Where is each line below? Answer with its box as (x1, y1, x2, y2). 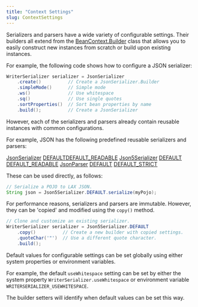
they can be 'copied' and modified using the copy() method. (6, 206, 155, 214)
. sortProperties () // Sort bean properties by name (17, 101, 152, 107)
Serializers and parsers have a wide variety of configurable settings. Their (6, 31, 189, 38)
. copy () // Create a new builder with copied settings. (17, 229, 184, 235)
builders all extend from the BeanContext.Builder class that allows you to (6, 37, 186, 45)
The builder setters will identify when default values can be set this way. (6, 294, 185, 301)
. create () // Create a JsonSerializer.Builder (17, 79, 160, 85)
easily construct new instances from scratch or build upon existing (6, 43, 171, 51)
